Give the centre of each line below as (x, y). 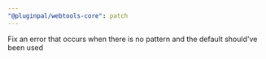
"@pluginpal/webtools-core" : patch (68, 16)
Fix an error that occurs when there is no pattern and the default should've (133, 39)
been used (26, 47)
